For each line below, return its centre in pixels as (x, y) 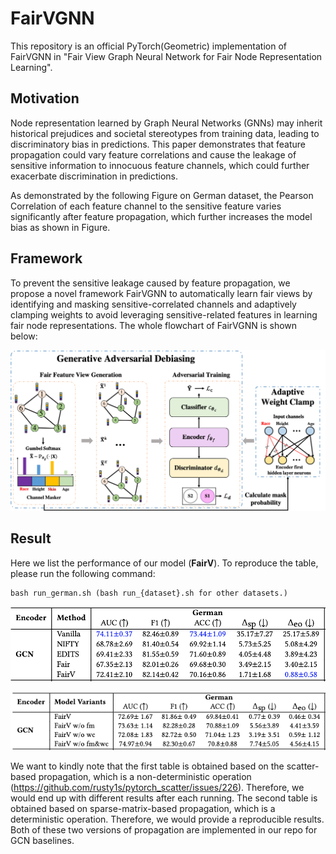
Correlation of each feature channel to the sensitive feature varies (146, 206)
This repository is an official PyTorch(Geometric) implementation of (149, 46)
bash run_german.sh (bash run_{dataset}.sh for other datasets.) (149, 593)
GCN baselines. (42, 841)
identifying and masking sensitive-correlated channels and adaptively (153, 304)
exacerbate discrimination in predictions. (94, 176)
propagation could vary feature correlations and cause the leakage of (153, 154)
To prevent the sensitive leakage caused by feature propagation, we (150, 283)
